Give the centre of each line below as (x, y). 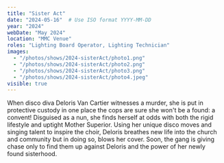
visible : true (27, 84)
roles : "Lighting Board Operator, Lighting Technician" (88, 45)
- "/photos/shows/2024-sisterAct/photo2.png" (79, 64)
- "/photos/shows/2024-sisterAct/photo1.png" (79, 58)
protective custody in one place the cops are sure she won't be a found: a (111, 110)
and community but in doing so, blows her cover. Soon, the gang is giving (111, 139)
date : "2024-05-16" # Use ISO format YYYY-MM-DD (79, 20)
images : (18, 52)
